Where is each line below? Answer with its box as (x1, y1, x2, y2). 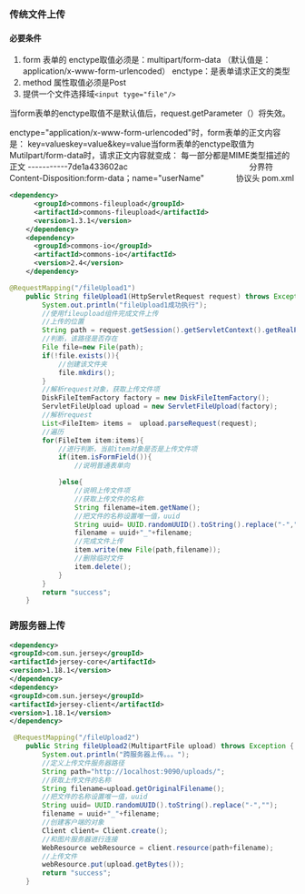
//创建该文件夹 (57, 360, 107, 369)
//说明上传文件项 (74, 486, 131, 495)
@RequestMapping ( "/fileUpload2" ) (13, 733, 141, 743)
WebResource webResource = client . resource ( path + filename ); (42, 843, 274, 852)
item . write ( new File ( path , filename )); (74, 545, 221, 554)
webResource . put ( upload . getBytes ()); (42, 860, 184, 869)
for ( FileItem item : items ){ (42, 435, 144, 445)
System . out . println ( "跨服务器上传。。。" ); (42, 750, 191, 759)
